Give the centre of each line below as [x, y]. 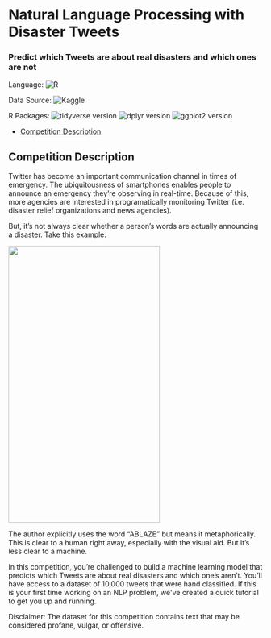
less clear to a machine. [48, 551]
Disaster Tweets [64, 32]
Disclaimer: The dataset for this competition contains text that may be [124, 617]
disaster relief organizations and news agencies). [90, 210]
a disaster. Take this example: [58, 234]
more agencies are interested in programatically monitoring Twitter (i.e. [126, 202]
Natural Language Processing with [126, 15]
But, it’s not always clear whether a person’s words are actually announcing [133, 226]
